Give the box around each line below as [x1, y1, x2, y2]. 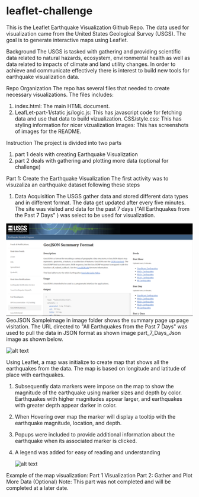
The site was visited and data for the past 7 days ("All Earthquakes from [14, 205, 190, 212]
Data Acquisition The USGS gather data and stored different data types [14, 192, 188, 200]
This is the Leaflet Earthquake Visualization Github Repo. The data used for [6, 24, 190, 31]
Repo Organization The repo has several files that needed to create [6, 84, 170, 91]
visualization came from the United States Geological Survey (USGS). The [6, 30, 187, 37]
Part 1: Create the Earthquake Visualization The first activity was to [6, 175, 169, 182]
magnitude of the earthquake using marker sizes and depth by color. [14, 389, 182, 396]
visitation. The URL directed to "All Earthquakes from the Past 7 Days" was [6, 322, 188, 330]
